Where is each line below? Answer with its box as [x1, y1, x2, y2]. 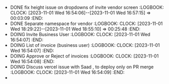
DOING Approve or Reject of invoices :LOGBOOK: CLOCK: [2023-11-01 [10, 53, 159, 59]
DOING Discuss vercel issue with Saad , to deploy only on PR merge [10, 64, 154, 70]
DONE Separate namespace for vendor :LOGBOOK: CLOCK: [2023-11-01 [10, 20, 163, 26]
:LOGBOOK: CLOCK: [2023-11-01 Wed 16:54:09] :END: [10, 69, 125, 75]
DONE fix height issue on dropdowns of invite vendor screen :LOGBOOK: [10, 5, 164, 10]
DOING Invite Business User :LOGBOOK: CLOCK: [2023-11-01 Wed [10, 32, 151, 37]
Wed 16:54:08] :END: [10, 59, 55, 64]
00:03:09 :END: [10, 15, 44, 21]
